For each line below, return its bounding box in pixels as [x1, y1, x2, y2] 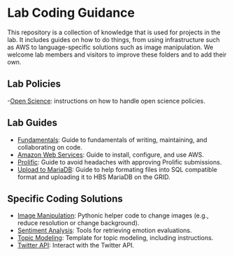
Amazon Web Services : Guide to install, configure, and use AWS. [17, 150, 205, 159]
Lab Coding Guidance [7, 5, 135, 21]
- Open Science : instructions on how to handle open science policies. [7, 97, 206, 105]
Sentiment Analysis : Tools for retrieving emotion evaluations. [17, 226, 192, 235]
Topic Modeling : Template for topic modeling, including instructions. [17, 234, 214, 242]
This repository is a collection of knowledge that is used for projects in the [7, 28, 221, 36]
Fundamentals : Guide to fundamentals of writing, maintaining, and [17, 135, 207, 144]
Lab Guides [7, 117, 58, 129]
